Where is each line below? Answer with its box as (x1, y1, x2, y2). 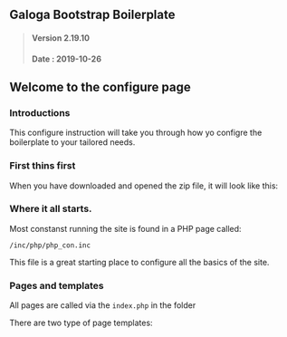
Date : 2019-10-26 (31, 53, 102, 64)
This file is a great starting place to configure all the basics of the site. (9, 256, 270, 267)
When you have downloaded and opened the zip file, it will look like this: (9, 180, 279, 191)
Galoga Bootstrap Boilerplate (9, 7, 176, 23)
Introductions (9, 106, 71, 119)
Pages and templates (9, 279, 104, 292)
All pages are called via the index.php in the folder (9, 300, 196, 311)
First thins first (9, 159, 76, 172)
